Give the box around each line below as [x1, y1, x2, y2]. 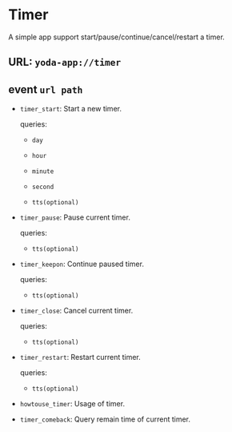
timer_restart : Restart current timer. [19, 353, 142, 362]
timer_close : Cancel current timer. [19, 306, 134, 316]
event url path [8, 83, 83, 96]
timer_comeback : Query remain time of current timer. [19, 414, 190, 424]
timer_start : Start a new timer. [19, 104, 122, 114]
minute [31, 168, 54, 176]
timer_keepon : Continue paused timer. [19, 259, 144, 269]
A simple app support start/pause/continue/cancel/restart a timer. [8, 32, 226, 42]
